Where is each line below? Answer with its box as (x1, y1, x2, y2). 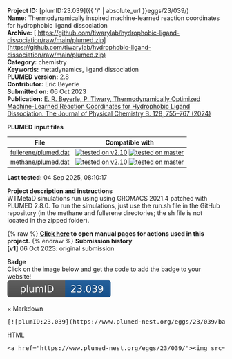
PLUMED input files (7, 123, 64, 131)
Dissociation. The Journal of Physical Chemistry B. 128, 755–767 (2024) (7, 109, 211, 118)
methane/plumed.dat (10, 158, 70, 166)
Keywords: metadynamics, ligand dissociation (7, 66, 139, 73)
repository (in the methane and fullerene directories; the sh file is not (7, 208, 202, 217)
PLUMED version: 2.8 (7, 73, 69, 81)
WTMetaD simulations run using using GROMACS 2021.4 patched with (7, 194, 208, 202)
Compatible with (105, 138, 154, 147)
